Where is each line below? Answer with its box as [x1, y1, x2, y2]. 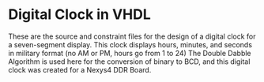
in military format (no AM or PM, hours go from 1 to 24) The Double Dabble [8, 48, 251, 58]
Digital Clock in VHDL [8, 6, 152, 24]
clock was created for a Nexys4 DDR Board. [8, 65, 152, 74]
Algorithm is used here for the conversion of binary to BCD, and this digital [8, 57, 251, 66]
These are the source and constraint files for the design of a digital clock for [8, 32, 256, 41]
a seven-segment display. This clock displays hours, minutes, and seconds [8, 39, 253, 49]
